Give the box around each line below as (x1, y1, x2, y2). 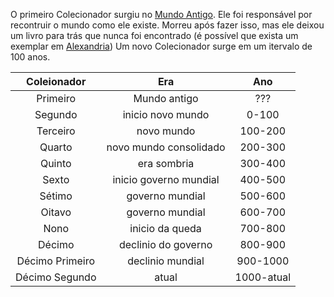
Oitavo (40, 205, 72, 219)
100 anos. (10, 51, 51, 63)
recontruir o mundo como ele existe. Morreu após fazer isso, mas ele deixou (10, 19, 325, 31)
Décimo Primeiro (16, 254, 96, 268)
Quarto (39, 140, 73, 154)
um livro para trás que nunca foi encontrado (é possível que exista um (10, 30, 299, 41)
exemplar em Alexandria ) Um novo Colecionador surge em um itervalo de (10, 40, 313, 52)
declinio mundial (127, 254, 205, 268)
